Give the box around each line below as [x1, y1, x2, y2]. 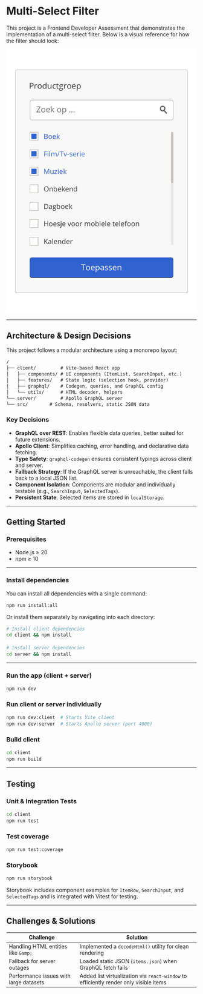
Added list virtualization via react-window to [79, 972, 187, 979]
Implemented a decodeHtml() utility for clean [79, 943, 189, 950]
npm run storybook [6, 875, 53, 882]
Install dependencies [6, 576, 69, 585]
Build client [6, 735, 40, 744]
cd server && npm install [6, 651, 71, 658]
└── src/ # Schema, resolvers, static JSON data [6, 402, 150, 408]
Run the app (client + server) [6, 671, 92, 680]
